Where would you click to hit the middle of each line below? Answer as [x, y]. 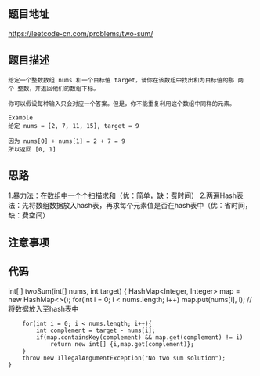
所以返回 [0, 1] [32, 149]
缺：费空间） [29, 215]
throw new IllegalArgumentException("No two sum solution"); [124, 358]
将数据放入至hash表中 [43, 308]
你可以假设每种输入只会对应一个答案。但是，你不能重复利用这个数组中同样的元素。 [122, 104]
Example [21, 117]
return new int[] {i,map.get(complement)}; [122, 344]
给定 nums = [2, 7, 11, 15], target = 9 [74, 126]
